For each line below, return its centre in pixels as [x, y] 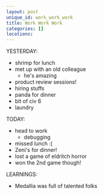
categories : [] [25, 29]
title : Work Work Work [34, 23]
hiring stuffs [29, 88]
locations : [20, 34]
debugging [37, 137]
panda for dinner [35, 95]
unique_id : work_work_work [40, 17]
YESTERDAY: [22, 51]
